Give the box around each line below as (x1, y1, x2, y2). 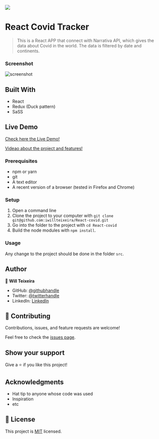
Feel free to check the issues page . (5, 334, 76, 340)
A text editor (12, 179, 38, 185)
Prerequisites (5, 157, 38, 164)
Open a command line (12, 208, 57, 214)
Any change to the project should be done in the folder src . (5, 251, 124, 257)
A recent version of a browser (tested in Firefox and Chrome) (12, 184, 135, 190)
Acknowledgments (5, 378, 64, 386)
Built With (5, 86, 36, 94)
